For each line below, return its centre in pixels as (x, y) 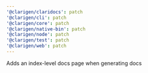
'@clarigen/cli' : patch (37, 18)
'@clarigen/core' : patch (38, 23)
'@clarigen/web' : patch (37, 46)
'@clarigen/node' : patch (38, 35)
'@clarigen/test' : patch (38, 40)
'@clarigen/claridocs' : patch (45, 12)
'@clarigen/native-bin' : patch (46, 29)
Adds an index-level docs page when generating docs (74, 63)
